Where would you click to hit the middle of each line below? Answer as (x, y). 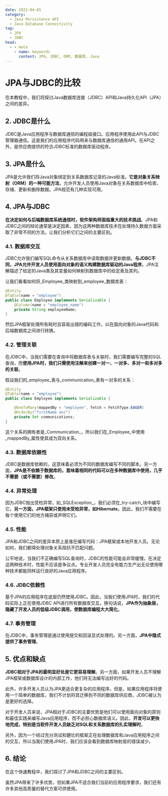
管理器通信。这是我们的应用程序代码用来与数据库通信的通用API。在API (78, 140)
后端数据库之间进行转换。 (31, 330)
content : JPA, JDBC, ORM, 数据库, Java (59, 56)
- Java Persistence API (34, 19)
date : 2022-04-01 (23, 10)
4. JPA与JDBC (27, 207)
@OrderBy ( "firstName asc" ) (42, 413)
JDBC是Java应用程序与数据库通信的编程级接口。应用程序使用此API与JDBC (82, 134)
